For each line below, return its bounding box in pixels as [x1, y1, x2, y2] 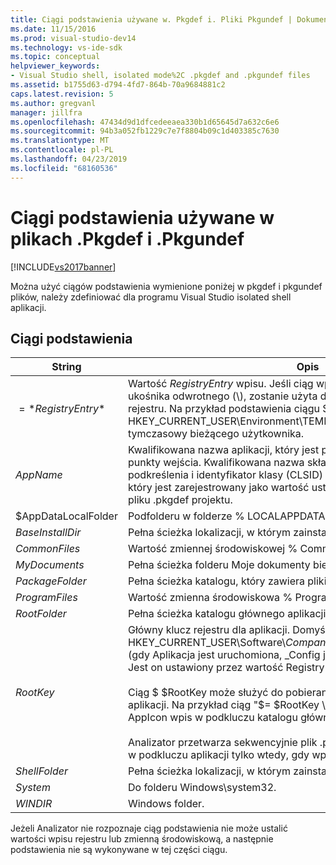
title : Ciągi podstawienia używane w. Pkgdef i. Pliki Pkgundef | [10, 14, 293, 25]
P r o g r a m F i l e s [15, 591, 78, 605]
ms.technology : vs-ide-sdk [10, 42, 123, 53]
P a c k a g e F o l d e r [15, 574, 87, 588]
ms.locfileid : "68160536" [10, 163, 118, 173]
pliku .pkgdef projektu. [127, 493, 233, 507]
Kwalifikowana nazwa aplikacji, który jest [127, 443, 320, 457]
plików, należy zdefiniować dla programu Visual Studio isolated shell [10, 291, 292, 303]
